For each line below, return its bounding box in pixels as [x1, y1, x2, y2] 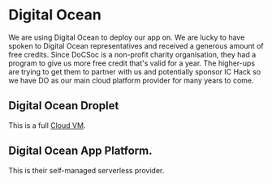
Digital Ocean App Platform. [8, 144, 153, 158]
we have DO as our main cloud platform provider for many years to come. [8, 75, 254, 85]
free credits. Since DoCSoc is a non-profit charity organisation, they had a [8, 49, 257, 59]
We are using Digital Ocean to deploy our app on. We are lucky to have [8, 32, 245, 42]
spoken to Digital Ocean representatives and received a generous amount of [8, 40, 264, 50]
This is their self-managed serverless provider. [8, 165, 165, 175]
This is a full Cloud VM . [8, 120, 86, 130]
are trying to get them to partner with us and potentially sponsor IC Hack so [8, 66, 261, 76]
